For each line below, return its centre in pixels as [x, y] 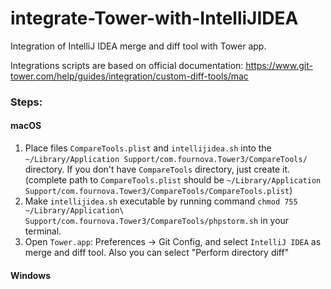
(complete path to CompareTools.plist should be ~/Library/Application [173, 180]
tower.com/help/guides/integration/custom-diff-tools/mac [129, 76]
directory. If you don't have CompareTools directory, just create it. [157, 169]
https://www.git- [279, 65]
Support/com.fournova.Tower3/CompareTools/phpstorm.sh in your [157, 221]
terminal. [43, 231]
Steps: [26, 102]
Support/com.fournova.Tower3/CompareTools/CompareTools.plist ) [158, 191]
